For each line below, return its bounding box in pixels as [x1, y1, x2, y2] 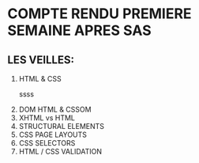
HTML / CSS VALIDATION [18, 147, 103, 156]
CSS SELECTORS [18, 138, 76, 147]
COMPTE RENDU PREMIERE [7, 5, 192, 23]
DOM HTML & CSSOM [18, 104, 92, 114]
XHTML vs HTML [18, 113, 76, 123]
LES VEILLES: [7, 53, 74, 66]
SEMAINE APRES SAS [7, 21, 152, 40]
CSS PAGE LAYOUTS [18, 130, 88, 139]
